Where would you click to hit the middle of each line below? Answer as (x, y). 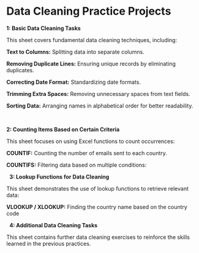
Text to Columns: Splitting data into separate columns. (76, 52)
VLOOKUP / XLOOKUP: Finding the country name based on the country (97, 207)
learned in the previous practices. (49, 243)
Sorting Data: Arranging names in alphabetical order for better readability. (100, 106)
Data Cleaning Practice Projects (89, 11)
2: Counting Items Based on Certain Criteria (63, 129)
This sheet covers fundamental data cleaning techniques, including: (92, 40)
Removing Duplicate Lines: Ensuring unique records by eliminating (91, 64)
